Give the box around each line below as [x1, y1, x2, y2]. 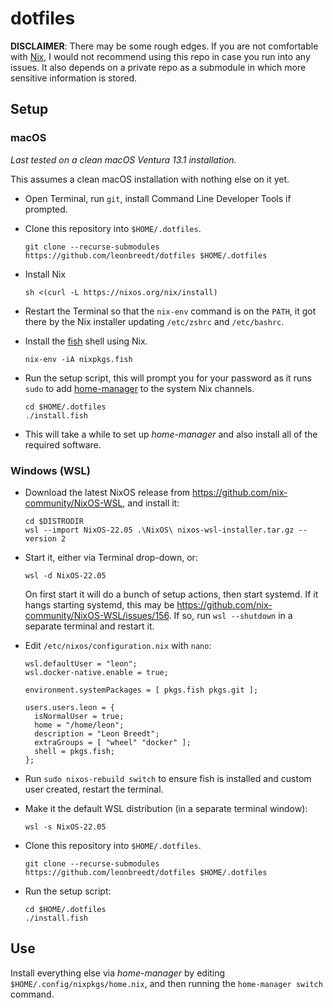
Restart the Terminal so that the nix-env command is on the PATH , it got [24, 305, 317, 317]
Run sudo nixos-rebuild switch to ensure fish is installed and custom [24, 772, 312, 784]
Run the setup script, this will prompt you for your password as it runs [24, 372, 312, 384]
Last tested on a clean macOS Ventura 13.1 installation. [10, 153, 237, 166]
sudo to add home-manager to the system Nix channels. [24, 382, 255, 394]
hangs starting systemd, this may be [24, 598, 175, 611]
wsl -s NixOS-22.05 [24, 822, 107, 832]
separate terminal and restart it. [24, 620, 155, 632]
